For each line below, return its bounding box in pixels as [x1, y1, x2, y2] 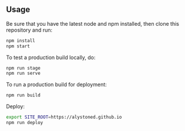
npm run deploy [6, 120, 43, 126]
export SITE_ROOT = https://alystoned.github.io [6, 114, 122, 120]
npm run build [6, 92, 41, 98]
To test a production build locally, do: [6, 54, 96, 61]
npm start [6, 43, 31, 49]
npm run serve [6, 70, 41, 77]
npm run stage [6, 65, 41, 71]
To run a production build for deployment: [6, 81, 107, 88]
